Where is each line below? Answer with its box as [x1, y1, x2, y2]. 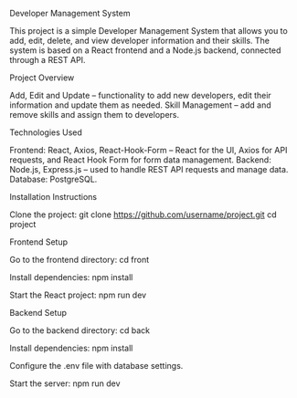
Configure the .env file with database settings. [9, 361, 184, 371]
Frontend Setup [9, 236, 69, 247]
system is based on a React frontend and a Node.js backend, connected [9, 45, 281, 56]
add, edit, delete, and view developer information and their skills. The [9, 36, 270, 46]
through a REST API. [9, 55, 86, 65]
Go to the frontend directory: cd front [9, 255, 150, 265]
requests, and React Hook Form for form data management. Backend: [9, 154, 271, 165]
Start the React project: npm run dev [9, 289, 147, 300]
